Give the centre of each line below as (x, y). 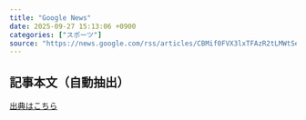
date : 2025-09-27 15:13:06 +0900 (73, 26)
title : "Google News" (51, 18)
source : (24, 43)
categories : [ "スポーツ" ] (56, 35)
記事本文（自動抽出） (69, 82)
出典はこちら (33, 106)
